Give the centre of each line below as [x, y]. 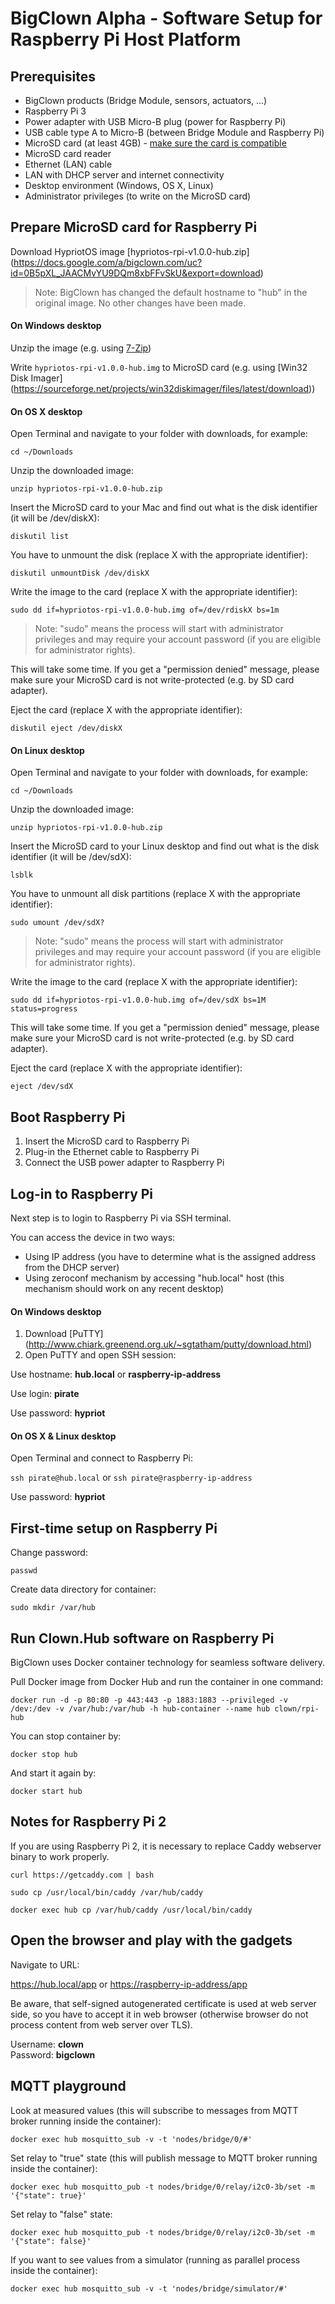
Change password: [49, 1553]
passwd [24, 1571]
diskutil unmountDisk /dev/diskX [80, 573]
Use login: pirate [45, 1394]
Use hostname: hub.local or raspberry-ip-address [116, 1374]
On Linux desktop [47, 750]
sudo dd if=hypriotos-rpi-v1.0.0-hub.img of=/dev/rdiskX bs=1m [145, 610]
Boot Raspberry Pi [68, 1117]
